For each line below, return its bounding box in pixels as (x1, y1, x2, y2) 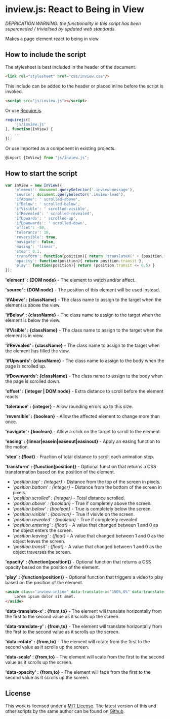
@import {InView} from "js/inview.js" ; (5, 155, 90, 160)
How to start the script (5, 169, 77, 178)
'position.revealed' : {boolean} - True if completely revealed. (12, 517, 139, 523)
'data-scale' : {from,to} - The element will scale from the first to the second (5, 653, 164, 660)
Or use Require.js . (5, 107, 42, 113)
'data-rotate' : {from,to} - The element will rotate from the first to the (5, 638, 150, 644)
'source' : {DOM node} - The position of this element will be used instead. (5, 287, 160, 293)
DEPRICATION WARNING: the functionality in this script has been (5, 20, 141, 26)
